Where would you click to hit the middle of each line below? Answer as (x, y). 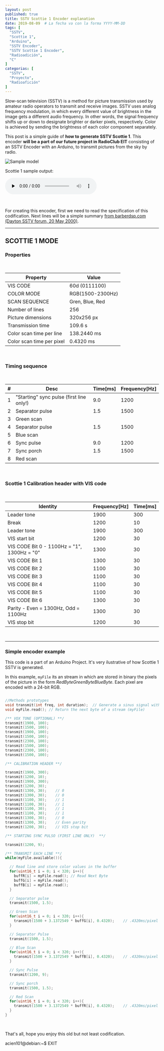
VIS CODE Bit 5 (25, 592)
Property (36, 278)
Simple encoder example (35, 651)
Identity (48, 506)
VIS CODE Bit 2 (25, 568)
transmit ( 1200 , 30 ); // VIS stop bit (47, 827)
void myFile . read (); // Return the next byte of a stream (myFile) (75, 710)
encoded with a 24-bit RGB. (33, 687)
